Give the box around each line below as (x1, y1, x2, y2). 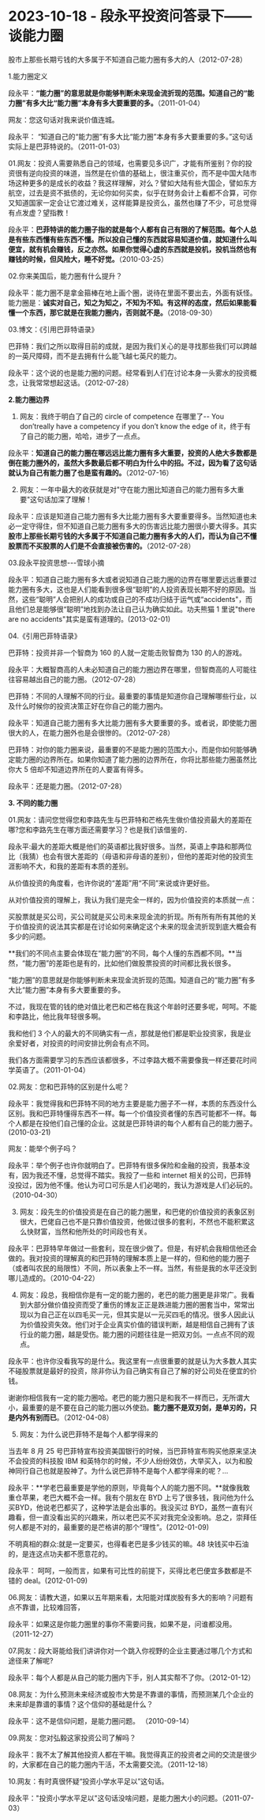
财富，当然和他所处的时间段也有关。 (33, 1227, 151, 1236)
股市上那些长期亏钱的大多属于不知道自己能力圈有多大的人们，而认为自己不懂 (8, 531, 257, 540)
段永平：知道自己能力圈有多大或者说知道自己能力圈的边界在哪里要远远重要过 (8, 574, 257, 584)
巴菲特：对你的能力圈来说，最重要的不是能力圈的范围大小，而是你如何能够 (8, 744, 250, 754)
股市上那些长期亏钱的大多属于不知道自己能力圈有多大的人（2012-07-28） (8, 55, 247, 64)
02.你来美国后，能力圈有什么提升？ (8, 271, 123, 281)
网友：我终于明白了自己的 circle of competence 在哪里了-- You (19, 411, 225, 421)
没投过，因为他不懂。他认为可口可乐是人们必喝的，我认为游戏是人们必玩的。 (8, 1180, 257, 1190)
